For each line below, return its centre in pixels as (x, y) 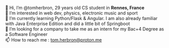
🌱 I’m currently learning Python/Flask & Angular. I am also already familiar (81, 18)
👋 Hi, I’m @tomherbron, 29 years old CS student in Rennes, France (75, 8)
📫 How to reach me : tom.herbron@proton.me (53, 40)
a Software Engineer (26, 34)
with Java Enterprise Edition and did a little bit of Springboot (68, 23)
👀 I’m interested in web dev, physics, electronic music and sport (71, 13)
